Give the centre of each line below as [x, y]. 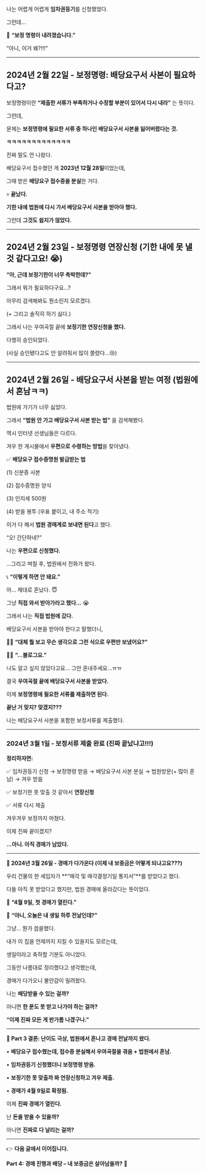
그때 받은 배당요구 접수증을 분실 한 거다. [53, 181]
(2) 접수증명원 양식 [29, 485]
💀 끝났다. [17, 194]
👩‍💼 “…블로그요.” [27, 655]
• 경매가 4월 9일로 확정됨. [37, 1090]
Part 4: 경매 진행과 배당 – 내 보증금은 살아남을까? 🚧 [67, 1163]
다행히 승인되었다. [28, 340]
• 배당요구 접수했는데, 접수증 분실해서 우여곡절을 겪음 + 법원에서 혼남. [89, 1051]
